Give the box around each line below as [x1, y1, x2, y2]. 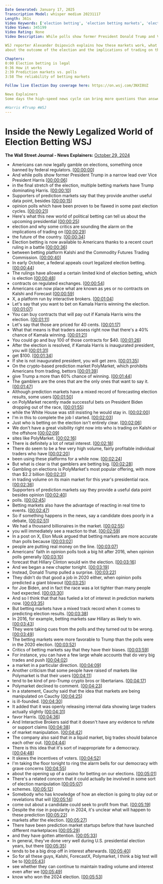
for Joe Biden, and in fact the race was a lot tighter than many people [12, 585, 151, 591]
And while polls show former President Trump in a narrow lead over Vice [12, 172, 157, 178]
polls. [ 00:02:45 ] [12, 497, 46, 503]
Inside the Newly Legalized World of [5, 126, 154, 137]
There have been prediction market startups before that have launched [12, 822, 154, 828]
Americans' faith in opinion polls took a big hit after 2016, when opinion [12, 549, 154, 555]
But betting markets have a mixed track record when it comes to [12, 606, 141, 612]
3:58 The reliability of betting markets [5, 74, 90, 79]
